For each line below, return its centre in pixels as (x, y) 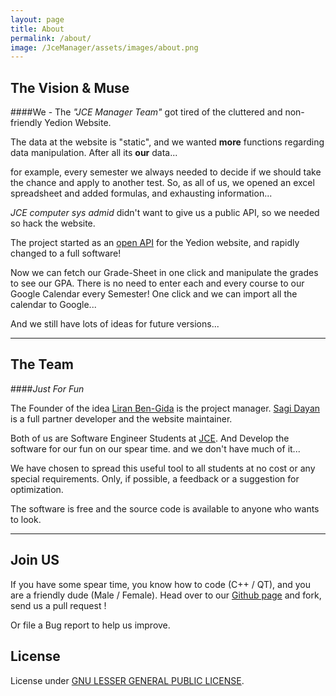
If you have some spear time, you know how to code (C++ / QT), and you (160, 584)
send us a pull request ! (58, 605)
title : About (37, 29)
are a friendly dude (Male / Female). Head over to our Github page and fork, (166, 595)
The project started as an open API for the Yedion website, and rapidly (155, 243)
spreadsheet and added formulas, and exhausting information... (141, 193)
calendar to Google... (53, 305)
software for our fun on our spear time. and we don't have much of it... (155, 448)
